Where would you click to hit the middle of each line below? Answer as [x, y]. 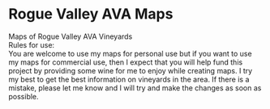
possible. [24, 96]
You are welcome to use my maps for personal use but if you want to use [131, 53]
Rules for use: [32, 44]
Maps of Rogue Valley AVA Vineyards [71, 36]
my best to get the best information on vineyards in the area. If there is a [129, 79]
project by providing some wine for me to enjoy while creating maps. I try [131, 70]
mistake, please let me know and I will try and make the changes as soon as [135, 88]
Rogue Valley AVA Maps [91, 14]
